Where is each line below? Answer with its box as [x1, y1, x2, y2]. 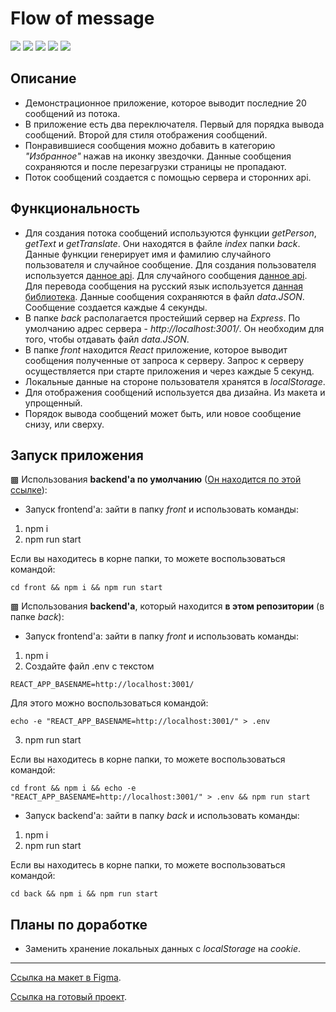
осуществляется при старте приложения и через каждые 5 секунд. [24, 365, 315, 377]
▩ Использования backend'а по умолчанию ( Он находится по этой [10, 473, 302, 486]
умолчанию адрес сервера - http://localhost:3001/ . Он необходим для [24, 322, 325, 334]
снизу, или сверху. [24, 418, 105, 430]
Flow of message [10, 7, 155, 30]
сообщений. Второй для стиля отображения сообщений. [24, 128, 268, 141]
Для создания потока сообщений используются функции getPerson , [24, 227, 317, 239]
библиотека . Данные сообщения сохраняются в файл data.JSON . [24, 290, 305, 302]
